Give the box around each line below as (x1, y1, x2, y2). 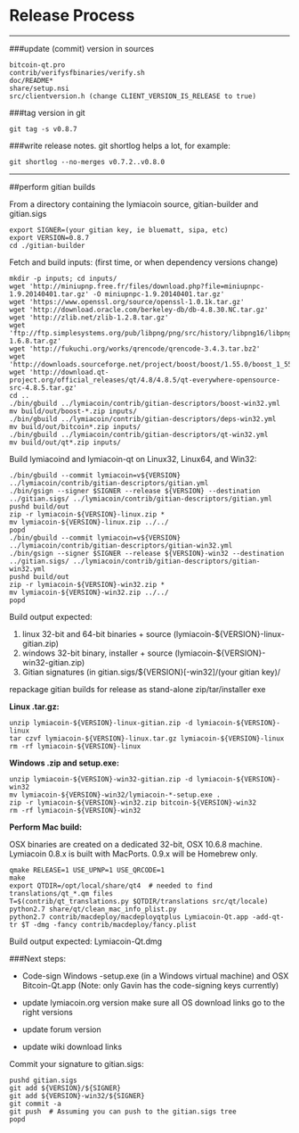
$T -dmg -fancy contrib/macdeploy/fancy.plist (20, 920, 198, 929)
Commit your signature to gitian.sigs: (9, 1058, 144, 1069)
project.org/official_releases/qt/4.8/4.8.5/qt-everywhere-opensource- (9, 376, 280, 385)
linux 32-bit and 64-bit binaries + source (21, 628, 172, 639)
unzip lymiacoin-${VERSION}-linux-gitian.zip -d (9, 718, 193, 727)
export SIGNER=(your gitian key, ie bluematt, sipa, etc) (9, 225, 229, 235)
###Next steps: (9, 953, 67, 963)
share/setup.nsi (9, 84, 69, 93)
